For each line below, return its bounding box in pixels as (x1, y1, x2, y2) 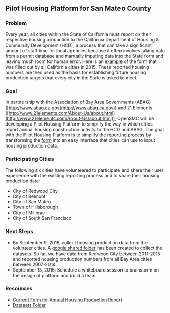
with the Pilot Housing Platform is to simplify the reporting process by (5, 132, 152, 138)
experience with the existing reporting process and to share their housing (5, 173, 160, 179)
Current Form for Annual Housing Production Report (12, 297, 123, 303)
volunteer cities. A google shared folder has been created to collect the (12, 245, 162, 251)
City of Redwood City (12, 188, 58, 194)
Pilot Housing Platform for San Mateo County (5, 4, 152, 13)
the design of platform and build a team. (12, 272, 97, 278)
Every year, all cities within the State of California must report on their (5, 31, 152, 37)
